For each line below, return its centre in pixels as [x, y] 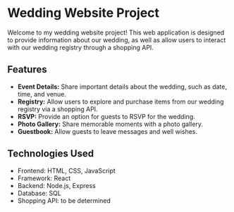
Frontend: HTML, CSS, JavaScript [67, 170]
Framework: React [44, 178]
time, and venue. [42, 94]
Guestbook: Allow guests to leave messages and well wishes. [107, 131]
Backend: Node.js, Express [57, 185]
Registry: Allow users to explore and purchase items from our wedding [121, 101]
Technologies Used [50, 154]
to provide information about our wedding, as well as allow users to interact [117, 39]
